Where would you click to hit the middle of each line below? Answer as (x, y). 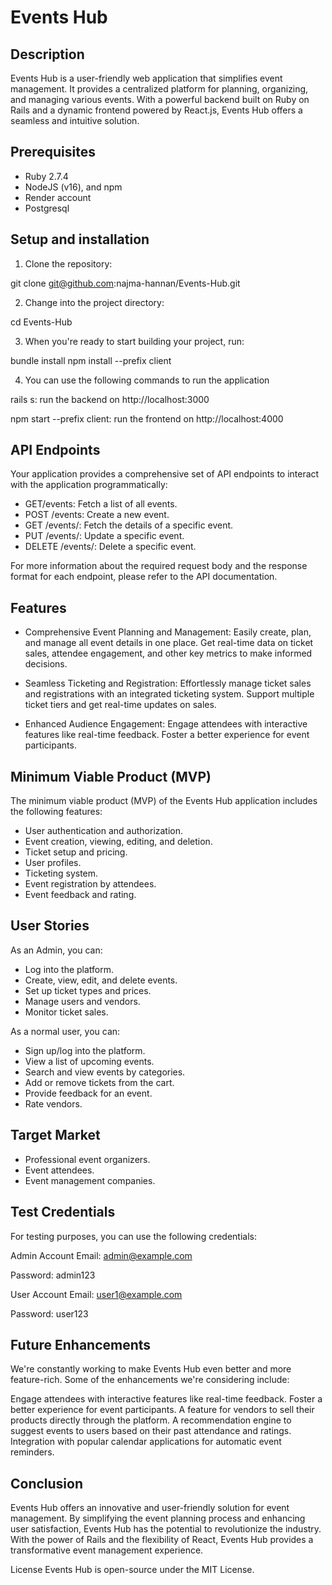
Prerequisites (53, 152)
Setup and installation (80, 239)
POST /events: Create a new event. (97, 515)
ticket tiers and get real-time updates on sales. (120, 705)
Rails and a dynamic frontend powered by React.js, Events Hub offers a (156, 110)
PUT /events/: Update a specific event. (104, 536)
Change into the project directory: (94, 302)
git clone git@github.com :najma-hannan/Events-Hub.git (125, 283)
